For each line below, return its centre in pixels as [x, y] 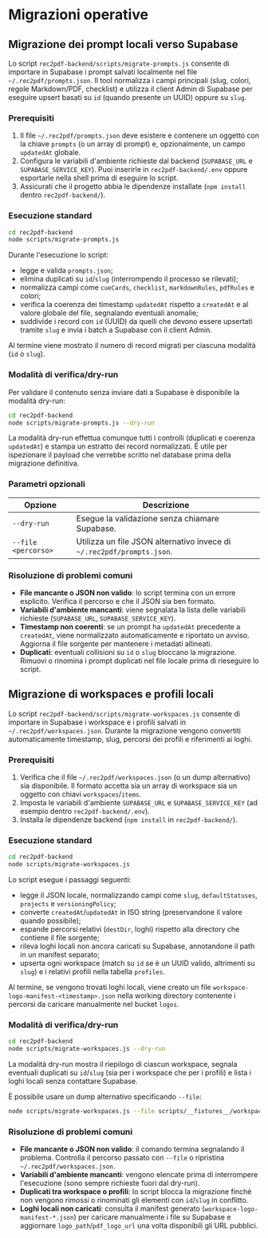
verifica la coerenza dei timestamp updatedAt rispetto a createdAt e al [134, 305]
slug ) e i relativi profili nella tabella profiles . [92, 972]
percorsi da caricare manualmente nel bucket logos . [94, 1004]
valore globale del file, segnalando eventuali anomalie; [109, 313]
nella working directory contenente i [176, 996]
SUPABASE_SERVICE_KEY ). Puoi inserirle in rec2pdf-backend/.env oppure [134, 170]
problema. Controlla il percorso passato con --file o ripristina [122, 1158]
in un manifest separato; [59, 955]
